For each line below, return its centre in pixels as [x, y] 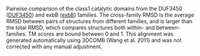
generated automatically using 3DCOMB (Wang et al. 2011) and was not [94, 40]
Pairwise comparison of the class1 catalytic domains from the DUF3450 [94, 9]
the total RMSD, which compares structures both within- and [81, 27]
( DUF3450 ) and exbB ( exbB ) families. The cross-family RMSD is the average [100, 15]
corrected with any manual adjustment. [54, 46]
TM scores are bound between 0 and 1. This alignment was [101, 34]
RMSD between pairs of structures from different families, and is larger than [99, 21]
